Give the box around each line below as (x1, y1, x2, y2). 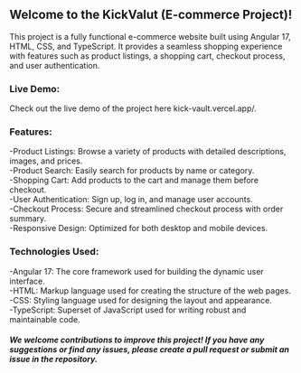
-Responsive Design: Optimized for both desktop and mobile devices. (9, 223, 268, 234)
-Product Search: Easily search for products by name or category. (9, 165, 255, 176)
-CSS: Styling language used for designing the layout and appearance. (9, 294, 273, 305)
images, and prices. (9, 155, 83, 166)
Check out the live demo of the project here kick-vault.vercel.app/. (9, 103, 257, 114)
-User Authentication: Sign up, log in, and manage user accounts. (9, 194, 253, 205)
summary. (9, 213, 47, 224)
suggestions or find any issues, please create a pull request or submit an (9, 344, 290, 355)
